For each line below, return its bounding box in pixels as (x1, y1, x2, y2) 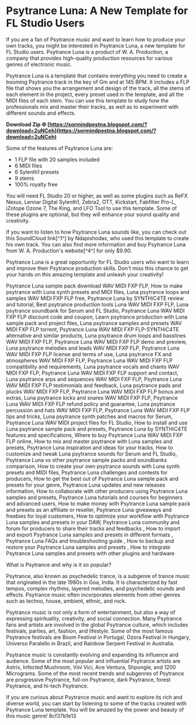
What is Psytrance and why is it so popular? (6, 561, 112, 568)
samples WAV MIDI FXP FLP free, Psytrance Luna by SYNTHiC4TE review (6, 295, 184, 302)
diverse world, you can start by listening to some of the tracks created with (6, 700, 187, 707)
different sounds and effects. (6, 110, 76, 117)
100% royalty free (14, 180, 58, 188)
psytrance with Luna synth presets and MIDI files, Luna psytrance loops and (6, 288, 190, 295)
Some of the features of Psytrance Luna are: (6, 145, 113, 152)
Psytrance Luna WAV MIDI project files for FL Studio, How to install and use (6, 419, 188, 426)
